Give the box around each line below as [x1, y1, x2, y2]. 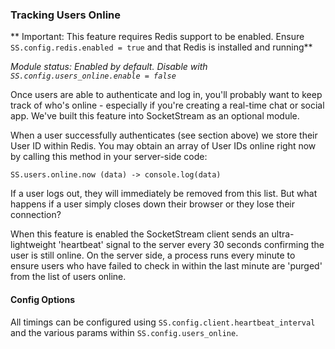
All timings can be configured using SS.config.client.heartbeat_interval [10, 316, 316, 328]
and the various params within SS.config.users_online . [10, 326, 239, 338]
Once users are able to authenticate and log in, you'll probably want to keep [10, 89, 323, 101]
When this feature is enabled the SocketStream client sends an [10, 228, 270, 240]
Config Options [10, 293, 75, 305]
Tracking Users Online [10, 8, 122, 22]
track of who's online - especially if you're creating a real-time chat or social [10, 99, 325, 112]
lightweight [10, 239, 57, 251]
